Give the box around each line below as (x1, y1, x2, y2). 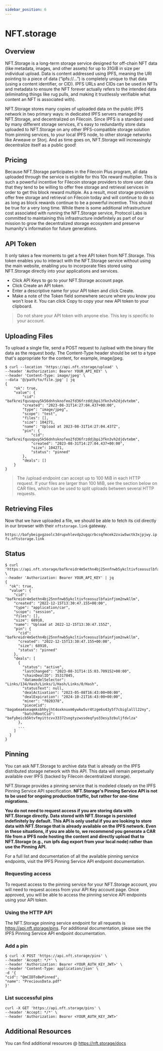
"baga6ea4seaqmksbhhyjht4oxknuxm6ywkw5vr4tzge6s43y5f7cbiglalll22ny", (5, 707, 151, 712)
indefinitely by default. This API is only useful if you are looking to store (5, 818, 152, 824)
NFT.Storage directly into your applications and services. (5, 268, 119, 274)
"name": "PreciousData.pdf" (5, 979, 62, 984)
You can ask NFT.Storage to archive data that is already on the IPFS (5, 763, 141, 769)
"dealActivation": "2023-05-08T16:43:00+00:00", (22, 690, 123, 695)
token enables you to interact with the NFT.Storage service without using (5, 258, 151, 264)
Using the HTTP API (5, 909, 52, 916)
